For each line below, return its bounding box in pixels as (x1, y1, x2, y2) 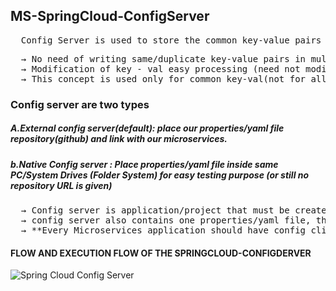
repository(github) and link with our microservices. (10, 133, 228, 145)
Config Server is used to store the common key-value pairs (20, 34, 322, 46)
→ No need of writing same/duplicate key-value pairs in (20, 53, 307, 64)
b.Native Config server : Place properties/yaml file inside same (10, 158, 279, 170)
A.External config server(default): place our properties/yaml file (10, 122, 285, 134)
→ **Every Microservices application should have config (20, 225, 307, 236)
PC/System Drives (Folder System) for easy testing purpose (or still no (10, 169, 310, 181)
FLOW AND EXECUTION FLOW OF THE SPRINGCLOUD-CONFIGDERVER (10, 247, 312, 259)
